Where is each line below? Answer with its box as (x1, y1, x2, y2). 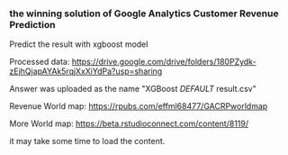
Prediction (9, 18, 56, 31)
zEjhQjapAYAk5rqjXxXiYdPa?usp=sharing (9, 66, 163, 77)
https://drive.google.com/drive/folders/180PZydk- (71, 57, 256, 68)
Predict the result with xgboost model (9, 39, 148, 50)
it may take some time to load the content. (9, 136, 166, 147)
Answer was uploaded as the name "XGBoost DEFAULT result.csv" (9, 84, 256, 95)
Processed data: (9, 57, 70, 68)
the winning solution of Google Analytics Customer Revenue (9, 7, 279, 20)
